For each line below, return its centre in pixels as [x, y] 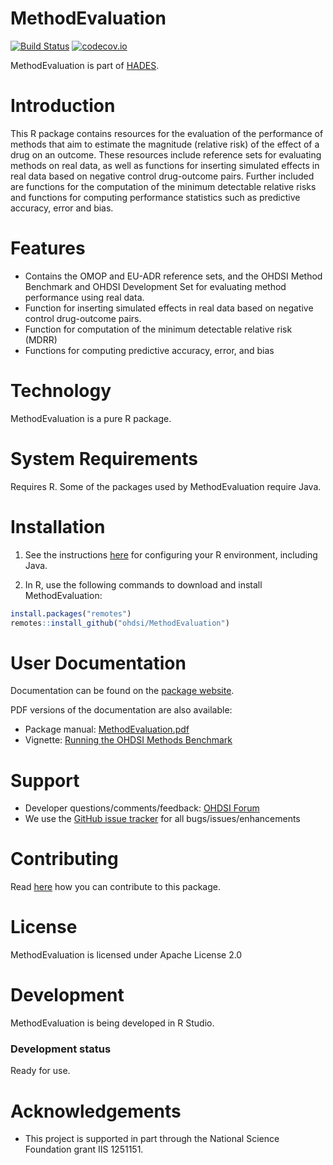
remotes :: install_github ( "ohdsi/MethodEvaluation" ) [120, 623]
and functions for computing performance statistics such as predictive [155, 197]
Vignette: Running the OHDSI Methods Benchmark [128, 740]
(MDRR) [41, 339]
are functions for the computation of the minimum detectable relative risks [163, 186]
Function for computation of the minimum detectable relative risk [158, 329]
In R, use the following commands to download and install [143, 584]
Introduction [63, 106]
